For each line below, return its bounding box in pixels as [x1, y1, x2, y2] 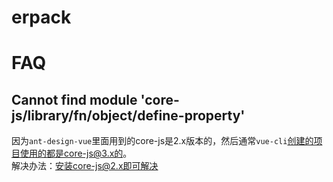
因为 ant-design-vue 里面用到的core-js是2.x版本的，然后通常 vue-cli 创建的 [11, 135, 314, 147]
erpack [11, 6, 72, 29]
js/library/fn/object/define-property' [11, 107, 246, 124]
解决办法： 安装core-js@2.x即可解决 [11, 160, 159, 172]
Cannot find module [11, 91, 138, 108]
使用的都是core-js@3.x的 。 [19, 147, 133, 160]
